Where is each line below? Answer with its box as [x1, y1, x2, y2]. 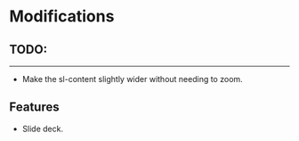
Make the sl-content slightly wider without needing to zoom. [21, 74, 243, 84]
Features [9, 100, 60, 115]
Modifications [9, 6, 115, 27]
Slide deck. [21, 123, 64, 134]
